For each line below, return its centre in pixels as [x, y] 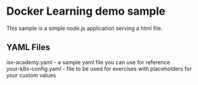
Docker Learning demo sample [86, 11]
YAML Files [28, 47]
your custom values [31, 75]
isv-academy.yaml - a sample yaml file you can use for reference [88, 62]
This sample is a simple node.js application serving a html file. [85, 28]
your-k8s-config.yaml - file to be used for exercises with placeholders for [99, 68]
